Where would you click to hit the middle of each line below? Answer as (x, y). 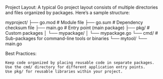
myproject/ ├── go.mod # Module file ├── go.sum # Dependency (74, 22)
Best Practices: (21, 53)
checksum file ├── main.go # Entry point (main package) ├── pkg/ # (77, 28)
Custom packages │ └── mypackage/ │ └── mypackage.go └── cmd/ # (82, 33)
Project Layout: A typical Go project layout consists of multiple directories (82, 7)
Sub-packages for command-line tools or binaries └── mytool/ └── (76, 38)
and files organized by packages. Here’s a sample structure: (68, 13)
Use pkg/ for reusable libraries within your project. (64, 71)
